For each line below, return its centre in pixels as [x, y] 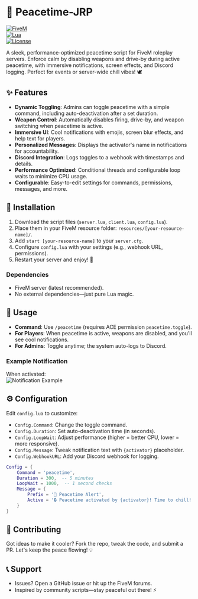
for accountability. [37, 151]
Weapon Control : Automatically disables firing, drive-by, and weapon [99, 119]
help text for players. [40, 138]
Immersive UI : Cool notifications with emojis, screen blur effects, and [99, 132]
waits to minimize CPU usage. [51, 176]
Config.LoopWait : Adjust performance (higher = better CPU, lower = [97, 437]
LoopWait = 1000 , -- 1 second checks [64, 483]
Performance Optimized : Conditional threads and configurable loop [98, 170]
